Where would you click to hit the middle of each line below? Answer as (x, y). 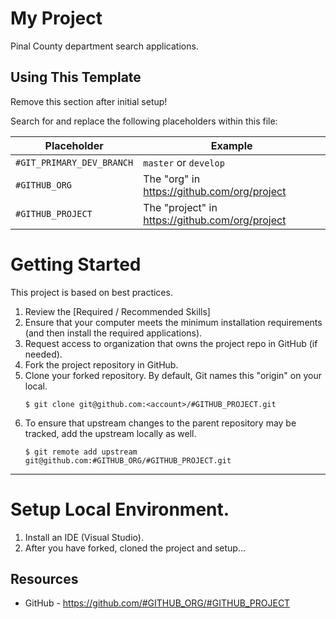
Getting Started (76, 264)
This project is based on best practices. (91, 292)
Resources (44, 579)
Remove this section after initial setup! (89, 101)
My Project (56, 18)
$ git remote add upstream (81, 452)
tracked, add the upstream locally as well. (110, 433)
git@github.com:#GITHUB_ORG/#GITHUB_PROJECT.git (128, 460)
